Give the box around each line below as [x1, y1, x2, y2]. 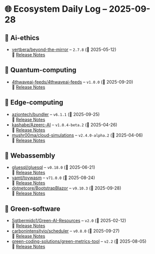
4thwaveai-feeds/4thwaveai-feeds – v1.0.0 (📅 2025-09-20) [11, 79, 133, 85]
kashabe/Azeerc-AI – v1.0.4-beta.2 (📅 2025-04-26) [11, 121, 118, 128]
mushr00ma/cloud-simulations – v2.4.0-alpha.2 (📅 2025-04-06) [11, 132, 143, 138]
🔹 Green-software [4, 205, 61, 213]
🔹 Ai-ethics [4, 33, 40, 42]
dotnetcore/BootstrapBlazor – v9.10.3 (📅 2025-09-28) [11, 185, 122, 191]
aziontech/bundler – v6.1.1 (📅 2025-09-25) [11, 111, 100, 117]
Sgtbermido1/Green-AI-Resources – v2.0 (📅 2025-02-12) [11, 218, 127, 224]
